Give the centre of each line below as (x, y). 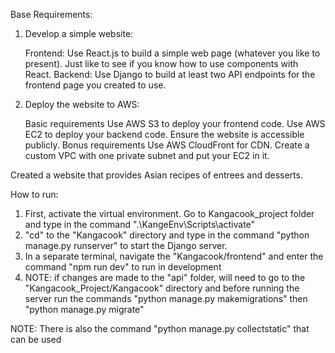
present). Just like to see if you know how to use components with (161, 63)
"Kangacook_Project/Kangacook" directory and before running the (162, 288)
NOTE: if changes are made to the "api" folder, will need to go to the (165, 277)
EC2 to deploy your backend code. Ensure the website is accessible (164, 134)
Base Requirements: (51, 14)
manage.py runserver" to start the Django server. (126, 245)
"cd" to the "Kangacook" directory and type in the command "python (167, 235)
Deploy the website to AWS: (82, 104)
